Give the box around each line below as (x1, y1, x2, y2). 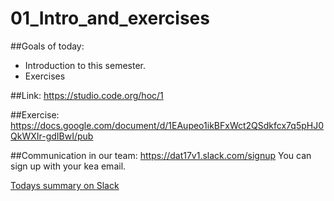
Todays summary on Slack (10, 179, 120, 191)
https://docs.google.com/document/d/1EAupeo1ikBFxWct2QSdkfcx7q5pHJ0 (10, 119, 325, 131)
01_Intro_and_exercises (10, 7, 210, 30)
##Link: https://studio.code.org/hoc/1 (10, 89, 164, 101)
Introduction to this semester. (24, 59, 147, 71)
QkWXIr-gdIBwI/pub (10, 130, 94, 142)
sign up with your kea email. (10, 160, 127, 172)
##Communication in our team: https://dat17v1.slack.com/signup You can (10, 149, 312, 161)
